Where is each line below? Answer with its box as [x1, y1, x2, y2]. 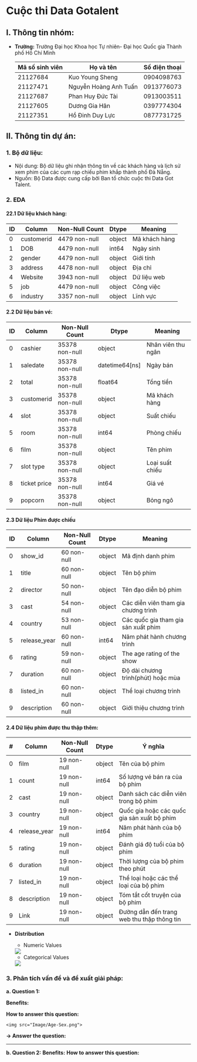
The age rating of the [122, 650, 180, 658]
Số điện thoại [143, 63, 182, 71]
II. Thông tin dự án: [6, 131, 76, 141]
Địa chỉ [132, 263, 152, 271]
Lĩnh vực [132, 292, 157, 300]
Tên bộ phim [122, 569, 157, 577]
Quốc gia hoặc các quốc [118, 807, 186, 815]
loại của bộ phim [118, 882, 165, 890]
